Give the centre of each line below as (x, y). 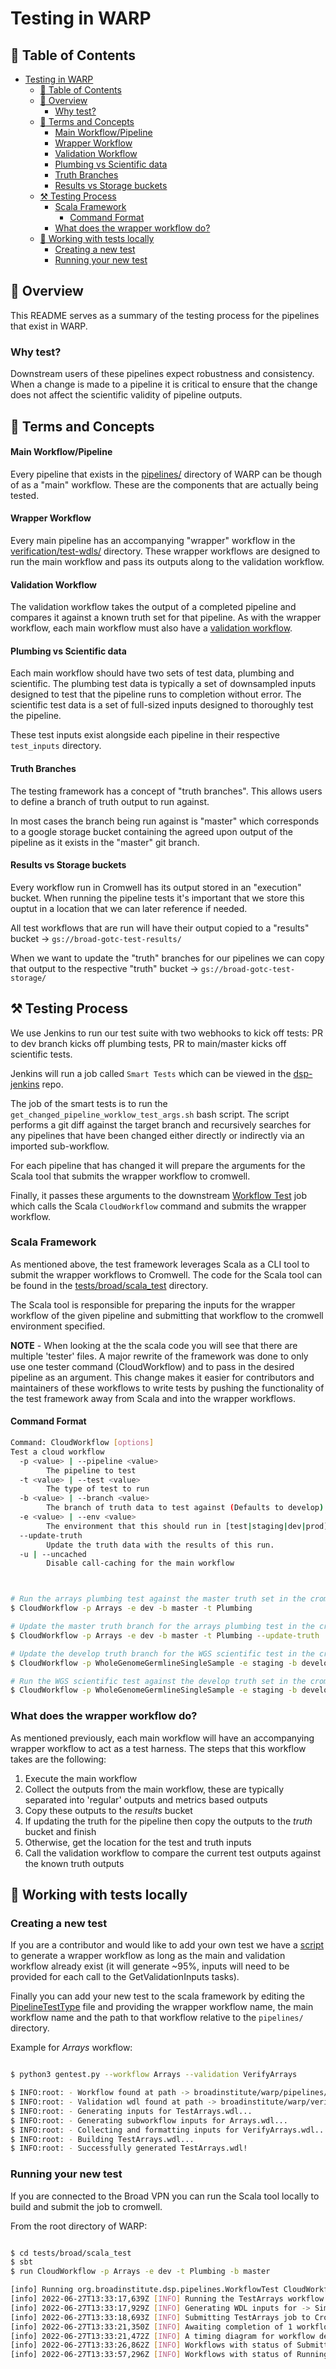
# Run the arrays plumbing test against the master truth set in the (158, 1599)
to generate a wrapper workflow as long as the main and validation (148, 1956)
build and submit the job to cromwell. (86, 2206)
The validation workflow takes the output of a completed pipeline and (153, 607)
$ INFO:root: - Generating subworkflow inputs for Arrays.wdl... (149, 2120)
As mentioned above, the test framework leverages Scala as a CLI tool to (160, 1264)
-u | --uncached (53, 1554)
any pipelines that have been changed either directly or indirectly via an (157, 1135)
